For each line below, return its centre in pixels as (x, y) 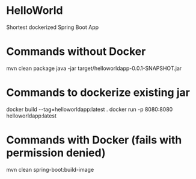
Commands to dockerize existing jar (98, 93)
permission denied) (56, 153)
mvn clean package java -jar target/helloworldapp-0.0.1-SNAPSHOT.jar (94, 68)
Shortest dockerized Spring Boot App (53, 27)
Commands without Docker (76, 52)
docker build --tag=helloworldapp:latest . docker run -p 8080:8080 (90, 109)
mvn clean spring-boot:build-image (50, 169)
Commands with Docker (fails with (94, 140)
